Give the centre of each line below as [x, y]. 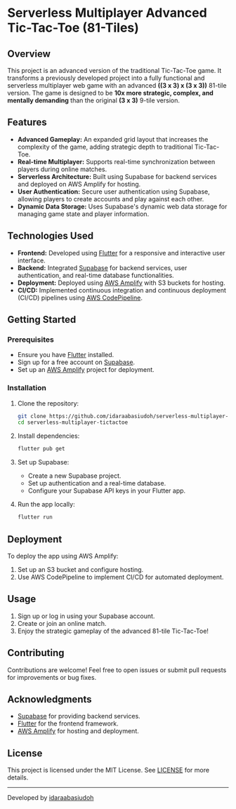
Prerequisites [31, 340]
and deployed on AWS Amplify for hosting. [79, 184]
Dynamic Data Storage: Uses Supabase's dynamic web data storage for [122, 206]
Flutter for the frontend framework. [68, 723]
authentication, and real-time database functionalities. [96, 275]
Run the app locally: [46, 504]
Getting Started [42, 320]
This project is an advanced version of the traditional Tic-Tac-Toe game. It [114, 71]
